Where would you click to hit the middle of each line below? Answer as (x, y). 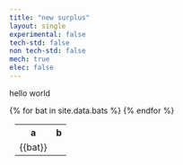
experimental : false (48, 34)
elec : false (31, 68)
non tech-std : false (48, 51)
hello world (30, 93)
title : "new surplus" (50, 17)
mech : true (30, 59)
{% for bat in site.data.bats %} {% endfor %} (92, 110)
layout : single (38, 26)
